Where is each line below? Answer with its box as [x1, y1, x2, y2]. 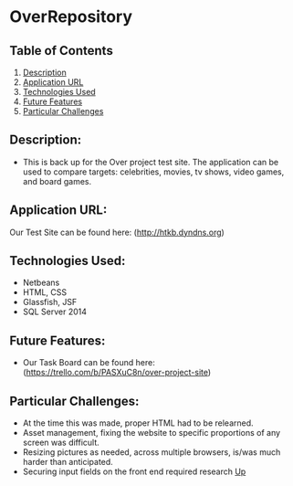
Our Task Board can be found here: [22, 357, 155, 368]
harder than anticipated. [22, 457, 114, 468]
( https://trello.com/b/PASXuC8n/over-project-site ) [22, 367, 212, 378]
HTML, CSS [22, 287, 67, 298]
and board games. [22, 175, 92, 186]
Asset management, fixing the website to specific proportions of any [22, 428, 281, 438]
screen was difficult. [22, 437, 100, 449]
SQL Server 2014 [22, 306, 88, 317]
